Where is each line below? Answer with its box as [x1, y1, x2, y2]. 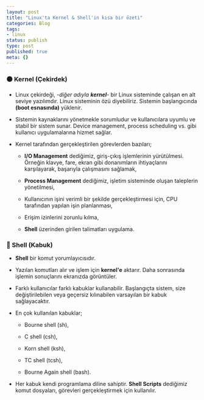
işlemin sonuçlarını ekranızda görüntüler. [15, 273, 118, 280]
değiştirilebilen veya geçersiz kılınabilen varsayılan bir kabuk [15, 291, 167, 299]
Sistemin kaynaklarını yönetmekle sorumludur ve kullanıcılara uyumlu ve [15, 115, 196, 123]
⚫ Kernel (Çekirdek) [6, 74, 68, 83]
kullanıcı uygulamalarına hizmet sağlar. [15, 129, 113, 136]
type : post [6, 43, 34, 49]
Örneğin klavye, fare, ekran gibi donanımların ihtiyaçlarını [24, 159, 167, 166]
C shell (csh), [24, 333, 58, 340]
